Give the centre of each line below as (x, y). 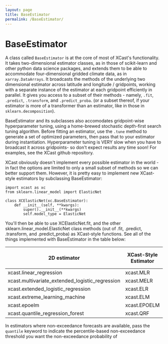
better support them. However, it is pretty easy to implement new (72, 173)
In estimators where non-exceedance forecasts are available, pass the (77, 326)
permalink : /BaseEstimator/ (34, 19)
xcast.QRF (137, 313)
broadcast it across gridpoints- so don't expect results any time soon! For (81, 147)
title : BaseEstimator (28, 15)
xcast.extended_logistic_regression (49, 289)
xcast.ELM (137, 297)
